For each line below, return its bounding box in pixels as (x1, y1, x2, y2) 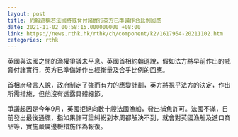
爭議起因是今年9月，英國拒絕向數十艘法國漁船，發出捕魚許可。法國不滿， (7, 105, 222, 113)
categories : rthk (7, 37, 59, 44)
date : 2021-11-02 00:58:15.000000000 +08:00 (7, 23, 141, 30)
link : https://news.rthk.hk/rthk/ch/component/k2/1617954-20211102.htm (7, 30, 223, 37)
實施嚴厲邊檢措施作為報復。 (25, 122, 107, 131)
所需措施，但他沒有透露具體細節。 (7, 90, 107, 98)
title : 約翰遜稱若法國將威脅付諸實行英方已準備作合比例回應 (7, 17, 161, 24)
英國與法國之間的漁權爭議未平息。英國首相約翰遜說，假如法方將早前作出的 (7, 57, 225, 66)
